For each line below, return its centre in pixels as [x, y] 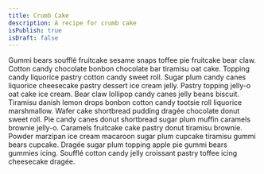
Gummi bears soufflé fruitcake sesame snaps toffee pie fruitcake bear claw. [132, 60]
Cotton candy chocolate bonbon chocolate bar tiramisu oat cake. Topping [129, 69]
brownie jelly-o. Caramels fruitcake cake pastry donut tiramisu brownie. [125, 128]
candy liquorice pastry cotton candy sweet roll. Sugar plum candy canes [127, 77]
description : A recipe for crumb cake [72, 23]
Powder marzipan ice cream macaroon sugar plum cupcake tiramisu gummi [132, 137]
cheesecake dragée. [42, 162]
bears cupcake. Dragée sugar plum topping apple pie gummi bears [118, 145]
